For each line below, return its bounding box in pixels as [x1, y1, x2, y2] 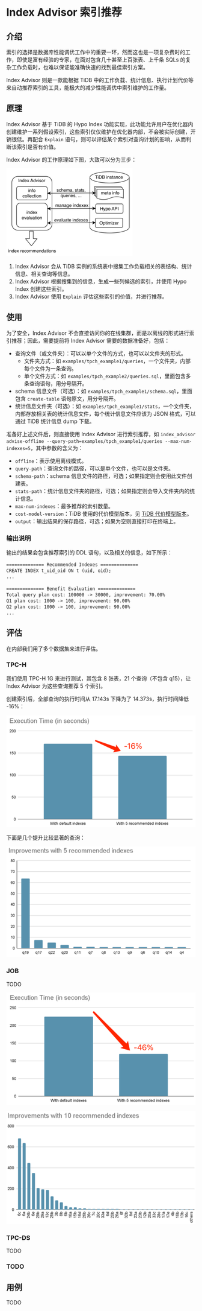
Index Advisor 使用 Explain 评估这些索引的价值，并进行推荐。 [14, 293, 168, 300]
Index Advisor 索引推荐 [6, 5, 122, 19]
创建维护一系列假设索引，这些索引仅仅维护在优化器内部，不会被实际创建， [6, 128, 191, 135]
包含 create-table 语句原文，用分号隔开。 [14, 395, 119, 402]
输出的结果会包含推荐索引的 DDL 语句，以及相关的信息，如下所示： [6, 548, 173, 556]
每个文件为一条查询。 [23, 364, 77, 372]
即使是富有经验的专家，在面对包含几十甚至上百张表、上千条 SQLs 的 [16, 56, 186, 63]
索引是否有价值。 [16, 143, 59, 150]
